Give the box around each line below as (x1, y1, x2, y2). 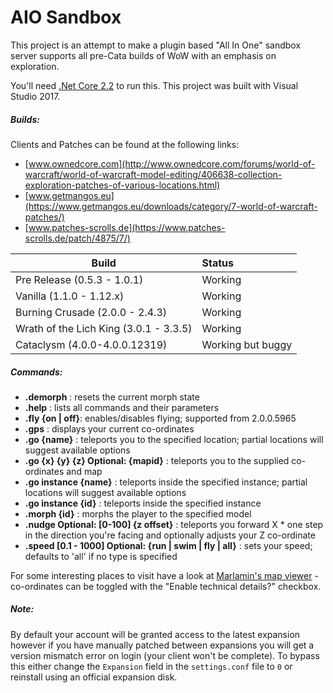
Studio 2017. (10, 90, 61, 102)
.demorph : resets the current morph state (24, 391, 200, 403)
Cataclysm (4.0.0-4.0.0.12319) (15, 337, 168, 351)
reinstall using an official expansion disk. (10, 671, 178, 683)
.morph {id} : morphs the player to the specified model (24, 507, 252, 520)
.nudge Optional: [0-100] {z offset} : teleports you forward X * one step (24, 518, 324, 530)
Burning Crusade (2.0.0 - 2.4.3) (15, 305, 168, 319)
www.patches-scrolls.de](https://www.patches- (28, 221, 226, 233)
